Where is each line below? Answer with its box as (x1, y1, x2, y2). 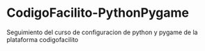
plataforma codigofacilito (6, 35, 79, 43)
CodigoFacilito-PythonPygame (6, 5, 190, 21)
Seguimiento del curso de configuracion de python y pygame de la (6, 28, 198, 36)
